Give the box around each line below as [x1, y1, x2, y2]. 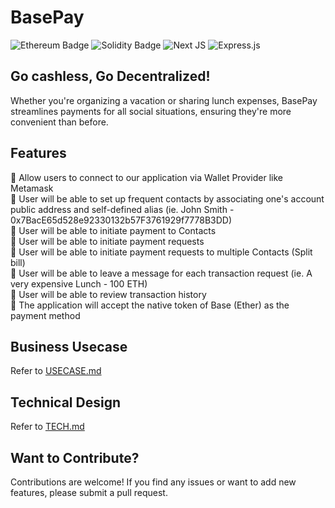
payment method [10, 309, 81, 321]
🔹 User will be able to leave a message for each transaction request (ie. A [10, 267, 313, 279]
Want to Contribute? [10, 449, 140, 466]
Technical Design [10, 394, 121, 411]
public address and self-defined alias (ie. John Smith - [10, 203, 235, 215]
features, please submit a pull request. [10, 487, 168, 498]
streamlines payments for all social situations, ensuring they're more [10, 105, 292, 117]
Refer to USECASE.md [10, 365, 102, 377]
